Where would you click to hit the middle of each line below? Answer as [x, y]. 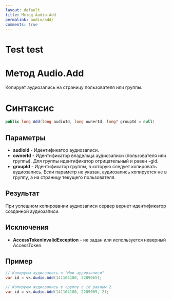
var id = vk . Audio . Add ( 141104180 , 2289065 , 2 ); [57, 292]
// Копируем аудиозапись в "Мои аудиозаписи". [56, 273]
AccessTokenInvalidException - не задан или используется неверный [89, 240]
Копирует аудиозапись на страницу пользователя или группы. [74, 87]
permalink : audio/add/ [30, 19]
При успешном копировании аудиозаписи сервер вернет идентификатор [86, 206]
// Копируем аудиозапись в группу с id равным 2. [60, 287]
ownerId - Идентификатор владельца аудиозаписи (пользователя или [89, 155]
